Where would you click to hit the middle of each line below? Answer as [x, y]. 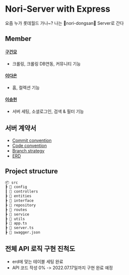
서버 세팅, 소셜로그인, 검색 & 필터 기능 [48, 111]
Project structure [32, 171]
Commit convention [32, 140]
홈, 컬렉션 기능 [26, 87]
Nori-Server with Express [58, 9]
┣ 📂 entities [18, 196]
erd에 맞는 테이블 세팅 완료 [38, 261]
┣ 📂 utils [15, 219]
